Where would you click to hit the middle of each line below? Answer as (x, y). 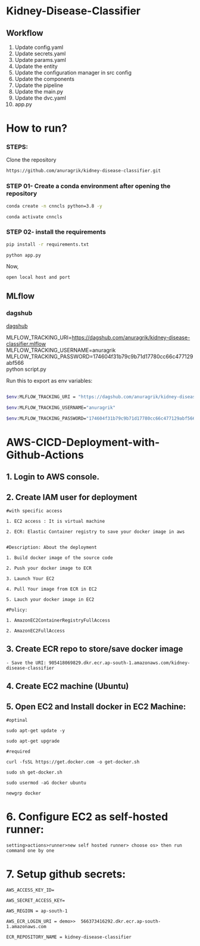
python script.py (26, 369)
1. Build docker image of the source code (60, 558)
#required (18, 752)
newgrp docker (24, 793)
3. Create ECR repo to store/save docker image (95, 649)
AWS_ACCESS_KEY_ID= (30, 890)
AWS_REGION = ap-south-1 (37, 911)
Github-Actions (45, 455)
